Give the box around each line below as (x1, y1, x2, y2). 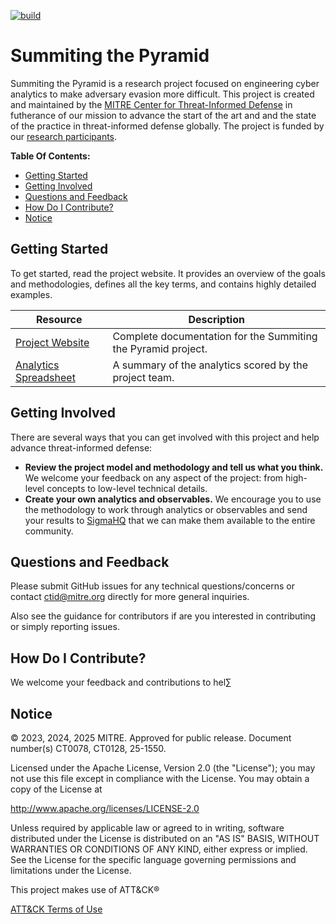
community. (24, 525, 74, 537)
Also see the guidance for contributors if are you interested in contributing (10, 610, 317, 622)
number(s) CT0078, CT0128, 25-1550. (10, 743, 167, 754)
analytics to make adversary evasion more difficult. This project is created (10, 88, 315, 100)
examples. (10, 288, 53, 300)
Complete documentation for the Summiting (112, 329, 318, 343)
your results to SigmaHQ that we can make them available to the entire (24, 514, 316, 526)
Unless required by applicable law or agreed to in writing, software (10, 822, 285, 834)
